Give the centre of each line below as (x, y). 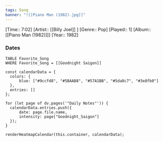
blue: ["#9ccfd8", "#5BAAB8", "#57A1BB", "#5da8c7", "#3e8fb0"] (89, 81)
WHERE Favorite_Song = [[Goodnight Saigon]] (53, 63)
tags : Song (17, 10)
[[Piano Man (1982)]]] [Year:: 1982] (42, 35)
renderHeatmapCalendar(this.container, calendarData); (65, 134)
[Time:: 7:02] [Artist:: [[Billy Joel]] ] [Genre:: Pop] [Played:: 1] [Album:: (78, 29)
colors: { (20, 76)
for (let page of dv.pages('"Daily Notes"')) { (57, 103)
